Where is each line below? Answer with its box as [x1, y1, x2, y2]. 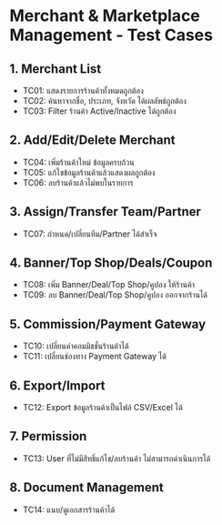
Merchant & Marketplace [9, 5, 200, 26]
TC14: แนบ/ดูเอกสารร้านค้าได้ [22, 504, 116, 515]
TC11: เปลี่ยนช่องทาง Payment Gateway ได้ [22, 351, 166, 362]
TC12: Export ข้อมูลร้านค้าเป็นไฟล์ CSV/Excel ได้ [22, 402, 184, 413]
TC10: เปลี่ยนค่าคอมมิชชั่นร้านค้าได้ [22, 340, 129, 351]
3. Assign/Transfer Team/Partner [9, 204, 202, 219]
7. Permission [9, 429, 87, 444]
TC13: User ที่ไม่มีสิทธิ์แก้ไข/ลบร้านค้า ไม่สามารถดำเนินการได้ [22, 452, 211, 464]
